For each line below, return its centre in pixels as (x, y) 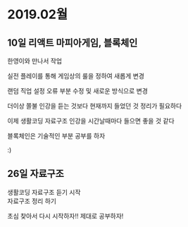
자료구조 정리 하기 (32, 201)
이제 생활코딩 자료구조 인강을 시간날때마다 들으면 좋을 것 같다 (91, 121)
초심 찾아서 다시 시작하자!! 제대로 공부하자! (65, 216)
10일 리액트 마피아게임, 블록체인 (73, 43)
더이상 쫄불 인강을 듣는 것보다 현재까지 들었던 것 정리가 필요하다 (95, 106)
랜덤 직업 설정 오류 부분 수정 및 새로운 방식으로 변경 (77, 91)
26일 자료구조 (36, 174)
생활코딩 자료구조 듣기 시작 (44, 192)
